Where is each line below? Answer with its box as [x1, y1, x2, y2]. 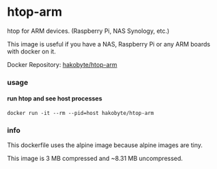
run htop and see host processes [7, 94, 102, 103]
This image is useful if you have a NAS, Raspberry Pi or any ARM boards [7, 40, 210, 48]
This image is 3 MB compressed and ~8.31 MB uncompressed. [7, 155, 183, 163]
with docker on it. [7, 47, 56, 55]
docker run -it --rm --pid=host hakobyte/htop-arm [7, 110, 154, 117]
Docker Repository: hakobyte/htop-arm [7, 60, 117, 68]
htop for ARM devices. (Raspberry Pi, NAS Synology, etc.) [7, 27, 170, 35]
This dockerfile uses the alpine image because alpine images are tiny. [7, 141, 203, 149]
